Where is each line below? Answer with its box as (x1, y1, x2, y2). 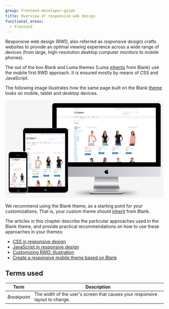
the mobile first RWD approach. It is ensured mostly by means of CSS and (5, 70, 158, 76)
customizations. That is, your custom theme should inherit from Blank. (5, 208, 150, 214)
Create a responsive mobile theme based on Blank (12, 255, 117, 261)
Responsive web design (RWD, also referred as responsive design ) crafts (5, 38, 157, 45)
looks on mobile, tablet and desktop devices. (5, 90, 98, 96)
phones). (5, 54, 24, 60)
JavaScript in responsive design (12, 243, 79, 250)
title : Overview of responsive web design (5, 13, 96, 19)
